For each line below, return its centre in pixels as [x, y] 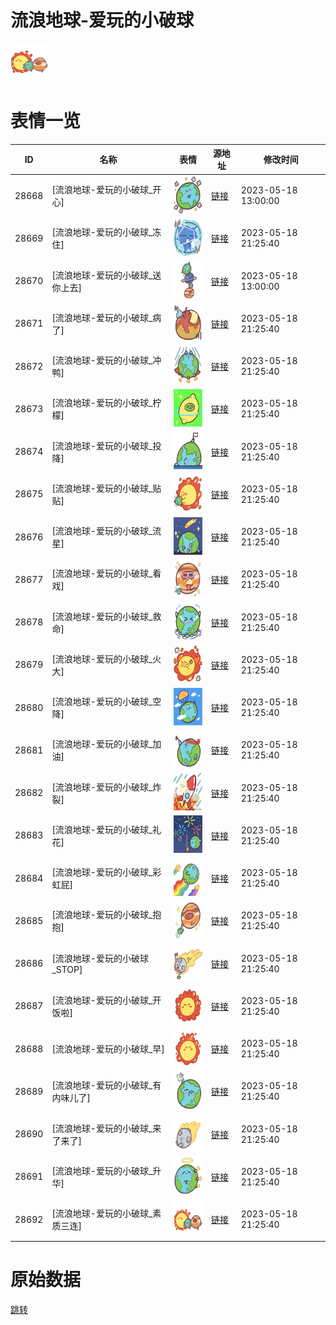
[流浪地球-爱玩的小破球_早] [108, 1049]
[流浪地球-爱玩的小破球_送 [106, 275]
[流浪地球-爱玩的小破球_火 [106, 658]
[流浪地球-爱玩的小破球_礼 [106, 829]
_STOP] [67, 970]
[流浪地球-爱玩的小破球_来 [106, 1128]
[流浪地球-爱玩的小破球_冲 [106, 360]
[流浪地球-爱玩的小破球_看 [106, 573]
